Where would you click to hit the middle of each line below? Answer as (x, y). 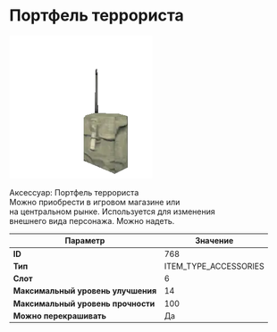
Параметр (85, 241)
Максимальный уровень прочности (84, 303)
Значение (214, 241)
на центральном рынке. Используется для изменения (113, 212)
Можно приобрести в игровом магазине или (95, 202)
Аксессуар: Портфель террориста (74, 192)
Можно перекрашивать (60, 315)
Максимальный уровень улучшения (85, 291)
